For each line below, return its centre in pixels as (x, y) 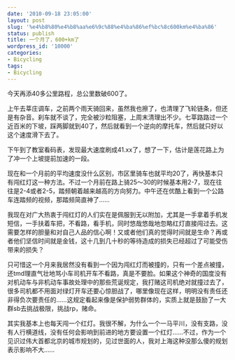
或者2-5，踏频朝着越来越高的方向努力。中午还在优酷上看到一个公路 (127, 191)
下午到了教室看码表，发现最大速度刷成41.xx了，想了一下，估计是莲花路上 (113, 149)
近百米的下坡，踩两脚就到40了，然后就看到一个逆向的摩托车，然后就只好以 (115, 126)
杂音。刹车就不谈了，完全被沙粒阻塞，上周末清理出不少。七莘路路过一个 (123, 117)
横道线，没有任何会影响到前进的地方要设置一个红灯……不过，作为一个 (126, 332)
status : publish (31, 33)
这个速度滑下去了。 (35, 135)
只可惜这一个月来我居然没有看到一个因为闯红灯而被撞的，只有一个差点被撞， (117, 265)
